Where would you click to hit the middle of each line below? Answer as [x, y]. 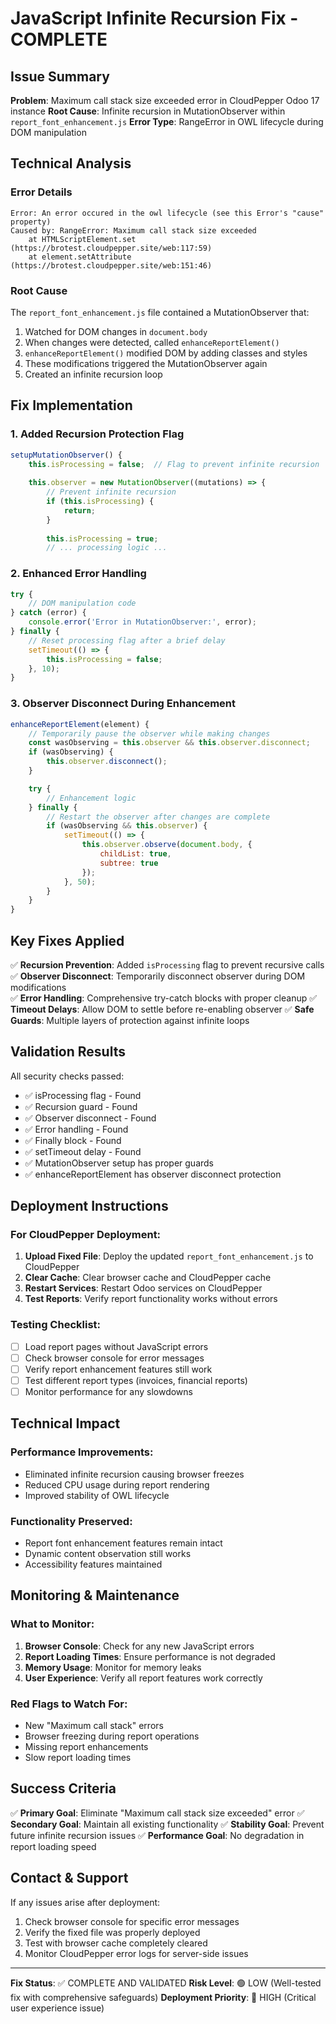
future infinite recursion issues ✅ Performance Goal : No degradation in [157, 1835]
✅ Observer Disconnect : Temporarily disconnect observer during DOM [158, 976]
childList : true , [135, 854]
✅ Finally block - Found [73, 1140]
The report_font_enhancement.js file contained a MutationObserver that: [160, 312]
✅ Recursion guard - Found [81, 1106]
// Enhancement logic [91, 798]
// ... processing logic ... [107, 548]
